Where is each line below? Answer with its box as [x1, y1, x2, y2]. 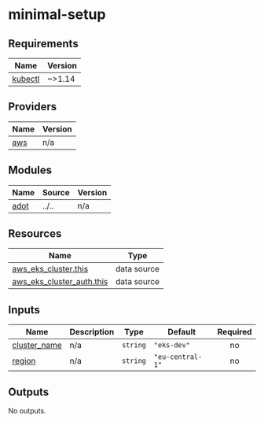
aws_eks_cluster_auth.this [12, 276, 108, 287]
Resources [8, 227, 62, 241]
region [12, 356, 36, 367]
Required [217, 327, 252, 338]
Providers [8, 100, 57, 113]
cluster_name [12, 340, 62, 351]
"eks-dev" [153, 341, 191, 350]
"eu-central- [153, 353, 203, 361]
